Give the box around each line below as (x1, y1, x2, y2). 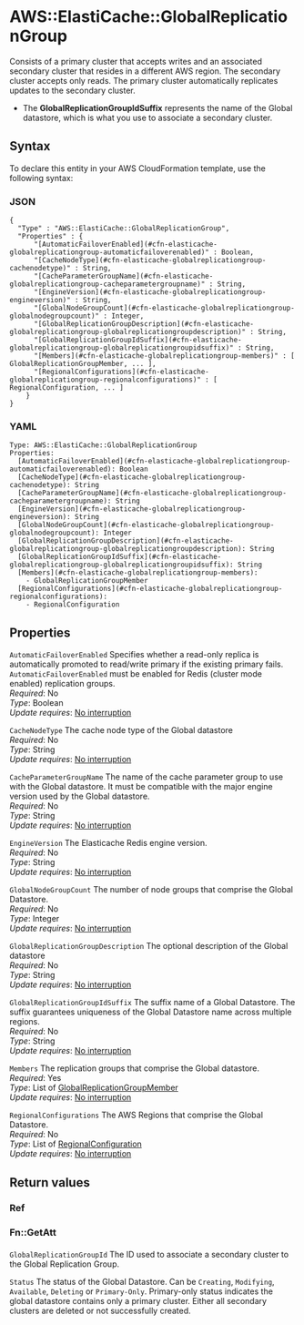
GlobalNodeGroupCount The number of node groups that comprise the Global (9, 884, 294, 895)
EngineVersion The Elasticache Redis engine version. (9, 838, 208, 849)
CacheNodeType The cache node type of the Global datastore (9, 725, 234, 736)
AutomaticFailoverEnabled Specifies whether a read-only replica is (9, 649, 259, 660)
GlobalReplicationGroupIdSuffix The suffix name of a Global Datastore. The (9, 997, 296, 1008)
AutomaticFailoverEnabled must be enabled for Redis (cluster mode (9, 668, 262, 679)
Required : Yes (9, 1073, 62, 1084)
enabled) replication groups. (9, 678, 116, 689)
